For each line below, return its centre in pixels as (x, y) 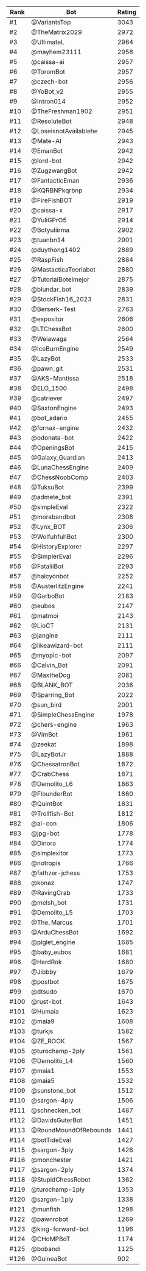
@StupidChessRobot (61, 1179)
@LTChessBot (51, 329)
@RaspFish (47, 260)
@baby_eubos (51, 952)
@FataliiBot (47, 566)
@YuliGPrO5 (49, 220)
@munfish (46, 1209)
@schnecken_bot (56, 1110)
